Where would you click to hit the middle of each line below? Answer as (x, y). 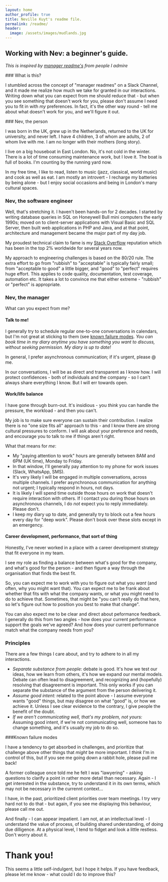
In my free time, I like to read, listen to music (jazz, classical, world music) (81, 172)
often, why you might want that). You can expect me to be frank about (77, 589)
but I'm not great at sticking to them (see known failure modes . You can (79, 336)
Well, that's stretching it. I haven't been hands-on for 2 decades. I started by (84, 212)
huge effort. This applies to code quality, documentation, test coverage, (79, 274)
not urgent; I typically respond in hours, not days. (63, 488)
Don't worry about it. (27, 835)
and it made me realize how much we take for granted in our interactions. (81, 90)
